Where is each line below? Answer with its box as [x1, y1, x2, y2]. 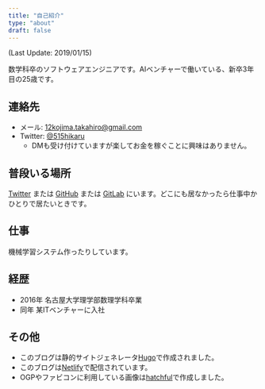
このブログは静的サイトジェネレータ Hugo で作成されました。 [19, 352, 219, 362]
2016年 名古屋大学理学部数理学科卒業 [19, 295, 143, 304]
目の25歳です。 [8, 75, 58, 84]
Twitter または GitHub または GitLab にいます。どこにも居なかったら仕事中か [8, 189, 258, 198]
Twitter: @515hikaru [19, 132, 85, 141]
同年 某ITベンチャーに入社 [19, 305, 106, 314]
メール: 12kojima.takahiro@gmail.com [19, 122, 143, 132]
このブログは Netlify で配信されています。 [19, 363, 152, 372]
